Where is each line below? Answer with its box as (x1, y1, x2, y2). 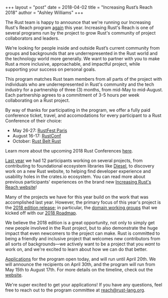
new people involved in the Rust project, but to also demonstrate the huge (5, 225, 158, 231)
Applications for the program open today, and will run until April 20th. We (5, 256, 156, 262)
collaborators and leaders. (5, 35, 60, 41)
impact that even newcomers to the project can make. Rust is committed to (5, 230, 160, 236)
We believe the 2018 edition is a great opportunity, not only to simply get (5, 220, 155, 225)
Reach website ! (5, 184, 37, 190)
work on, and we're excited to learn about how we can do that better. (5, 246, 148, 252)
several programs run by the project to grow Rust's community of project (5, 30, 156, 36)
